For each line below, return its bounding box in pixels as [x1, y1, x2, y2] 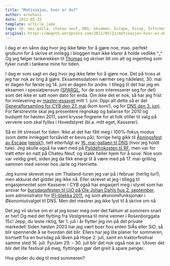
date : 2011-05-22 [5, 17, 42, 22]
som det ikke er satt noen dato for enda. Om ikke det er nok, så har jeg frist [5, 92, 162, 98]
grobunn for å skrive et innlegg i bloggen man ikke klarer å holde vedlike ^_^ [5, 50, 163, 56]
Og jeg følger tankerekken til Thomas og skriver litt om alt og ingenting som [5, 56, 162, 61]
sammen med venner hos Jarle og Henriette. [5, 161, 99, 167]
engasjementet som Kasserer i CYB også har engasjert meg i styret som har [5, 182, 163, 188]
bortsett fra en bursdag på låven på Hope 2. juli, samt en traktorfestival [5, 235, 153, 240]
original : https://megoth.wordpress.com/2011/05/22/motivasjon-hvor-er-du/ [5, 31, 168, 36]
